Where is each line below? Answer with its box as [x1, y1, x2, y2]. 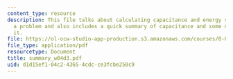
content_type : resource [7, 10, 76, 17]
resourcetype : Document [7, 49, 76, 56]
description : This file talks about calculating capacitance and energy [7, 16, 222, 23]
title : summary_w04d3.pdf [7, 55, 82, 62]
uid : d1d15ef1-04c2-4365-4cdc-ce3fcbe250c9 [7, 61, 135, 68]
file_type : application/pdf [7, 42, 89, 49]
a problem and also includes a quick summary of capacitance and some [13, 23, 222, 30]
